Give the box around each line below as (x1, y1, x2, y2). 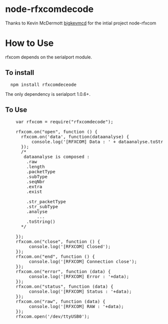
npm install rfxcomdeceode (10, 81, 76, 87)
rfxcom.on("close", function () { (15, 239, 100, 244)
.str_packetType (26, 199, 66, 204)
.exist (26, 189, 42, 194)
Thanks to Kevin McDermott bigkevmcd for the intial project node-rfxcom (5, 20, 156, 26)
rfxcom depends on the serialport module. (5, 54, 92, 60)
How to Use (5, 37, 54, 49)
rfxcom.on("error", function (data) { (15, 269, 111, 274)
